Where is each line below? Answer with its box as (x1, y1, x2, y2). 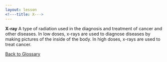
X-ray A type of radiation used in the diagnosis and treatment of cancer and (5, 25, 162, 31)
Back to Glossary (5, 51, 41, 57)
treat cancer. (5, 41, 32, 47)
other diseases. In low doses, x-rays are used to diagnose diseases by (5, 31, 150, 37)
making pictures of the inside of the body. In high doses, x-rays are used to (5, 36, 160, 42)
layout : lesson (5, 7, 37, 12)
